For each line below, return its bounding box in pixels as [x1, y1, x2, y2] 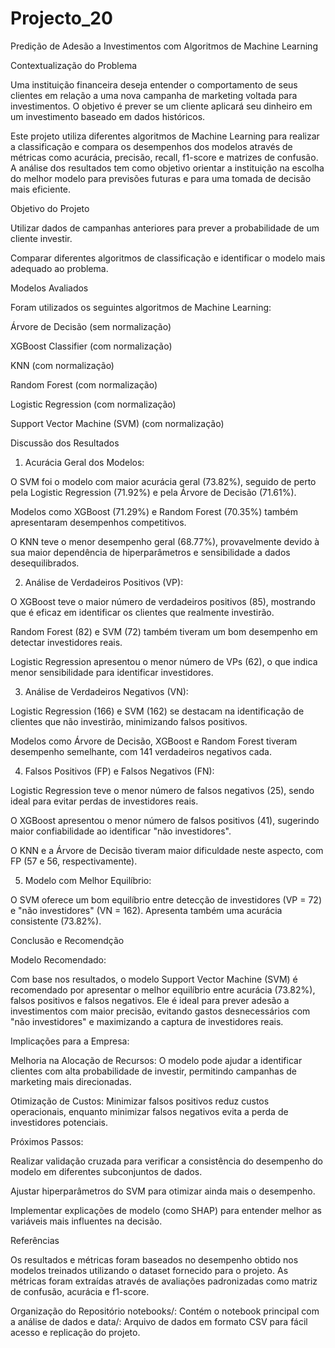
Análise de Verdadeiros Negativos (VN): [24, 685, 189, 697]
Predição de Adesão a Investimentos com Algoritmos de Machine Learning [10, 40, 318, 52]
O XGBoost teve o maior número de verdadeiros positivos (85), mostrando [10, 595, 316, 607]
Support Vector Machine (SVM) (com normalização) [10, 417, 225, 429]
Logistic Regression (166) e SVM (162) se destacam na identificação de [10, 705, 305, 717]
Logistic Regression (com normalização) [10, 398, 177, 410]
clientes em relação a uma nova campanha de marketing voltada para [10, 89, 298, 101]
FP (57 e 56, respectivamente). [10, 855, 138, 867]
